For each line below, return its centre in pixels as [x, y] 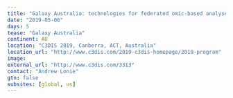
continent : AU [28, 39]
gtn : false [23, 78]
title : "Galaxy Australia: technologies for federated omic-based [105, 13]
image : [17, 59]
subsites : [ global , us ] [42, 84]
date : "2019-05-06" [35, 20]
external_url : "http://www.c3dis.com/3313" [71, 65]
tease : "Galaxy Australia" [46, 33]
